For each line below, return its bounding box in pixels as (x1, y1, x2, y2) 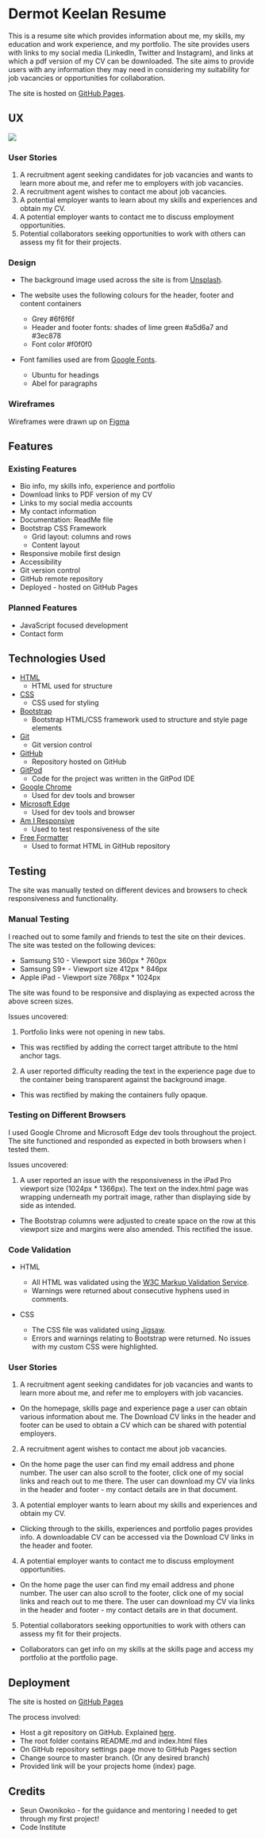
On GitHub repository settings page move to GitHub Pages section (19, 1744, 237, 1754)
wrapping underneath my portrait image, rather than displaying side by (19, 1191, 252, 1202)
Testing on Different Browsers (8, 1110, 127, 1121)
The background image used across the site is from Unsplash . (19, 275, 224, 285)
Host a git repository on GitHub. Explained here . (19, 1728, 177, 1737)
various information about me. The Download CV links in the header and (19, 1412, 256, 1422)
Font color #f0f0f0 (31, 340, 93, 349)
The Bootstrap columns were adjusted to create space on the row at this (19, 1215, 256, 1226)
